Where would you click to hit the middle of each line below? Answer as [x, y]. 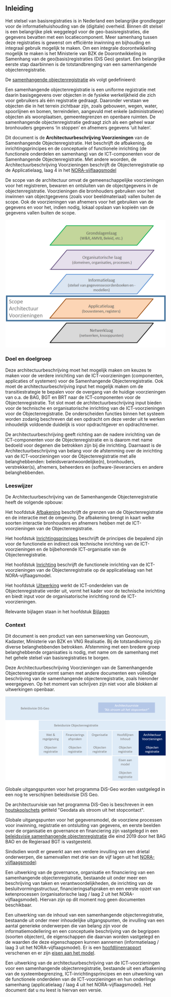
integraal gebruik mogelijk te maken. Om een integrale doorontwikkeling [81, 48]
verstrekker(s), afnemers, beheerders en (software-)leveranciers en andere [84, 467]
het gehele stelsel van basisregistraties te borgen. [58, 658]
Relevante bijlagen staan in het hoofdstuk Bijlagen [58, 612]
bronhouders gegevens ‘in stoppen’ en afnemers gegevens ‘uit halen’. [78, 127]
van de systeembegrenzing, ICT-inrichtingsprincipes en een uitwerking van [84, 973]
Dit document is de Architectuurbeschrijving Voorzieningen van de [77, 137]
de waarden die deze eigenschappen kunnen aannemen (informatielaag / [82, 942]
